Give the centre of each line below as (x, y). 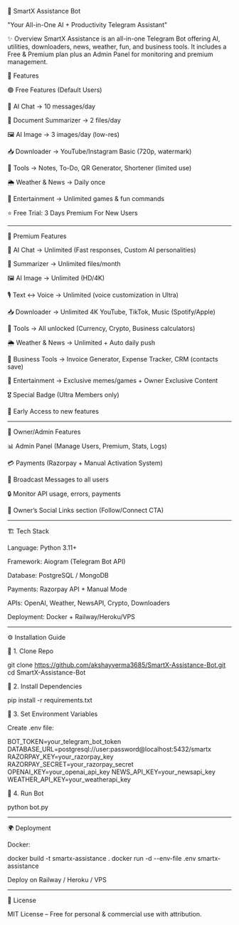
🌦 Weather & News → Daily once (56, 182)
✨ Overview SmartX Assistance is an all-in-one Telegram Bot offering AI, (114, 39)
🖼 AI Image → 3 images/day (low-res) (63, 134)
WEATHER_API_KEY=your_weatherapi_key (69, 780)
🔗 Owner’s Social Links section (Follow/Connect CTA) (86, 510)
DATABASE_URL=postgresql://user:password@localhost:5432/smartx (110, 749)
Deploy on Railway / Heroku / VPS (57, 880)
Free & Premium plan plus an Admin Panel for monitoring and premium (110, 54)
